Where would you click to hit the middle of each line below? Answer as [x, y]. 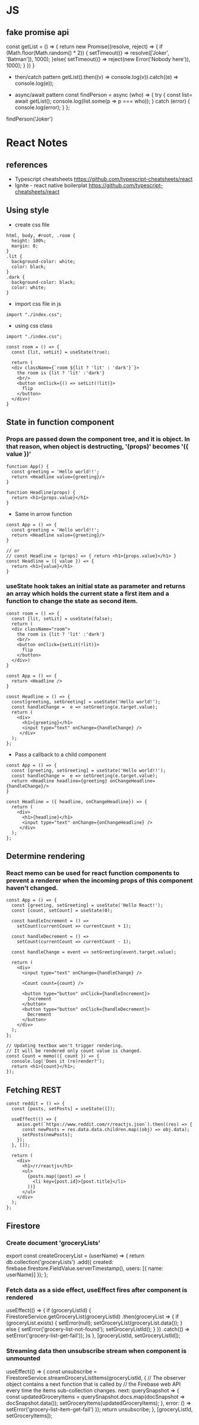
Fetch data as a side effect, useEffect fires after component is [97, 1290]
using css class [34, 326]
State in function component [60, 422]
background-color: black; [44, 282]
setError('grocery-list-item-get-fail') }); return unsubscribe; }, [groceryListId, [99, 1409]
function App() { [28, 466]
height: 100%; [29, 241]
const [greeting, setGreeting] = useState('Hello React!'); [87, 906]
